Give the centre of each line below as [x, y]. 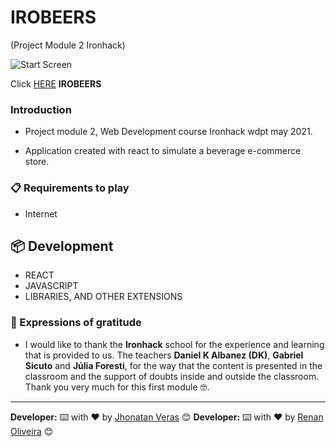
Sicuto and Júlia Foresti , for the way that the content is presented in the [173, 365]
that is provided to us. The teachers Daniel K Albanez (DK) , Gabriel [164, 355]
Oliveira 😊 [32, 431]
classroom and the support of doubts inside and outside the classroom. [172, 376]
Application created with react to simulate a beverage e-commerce [163, 151]
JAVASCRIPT [51, 286]
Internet [41, 213]
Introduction [41, 109]
